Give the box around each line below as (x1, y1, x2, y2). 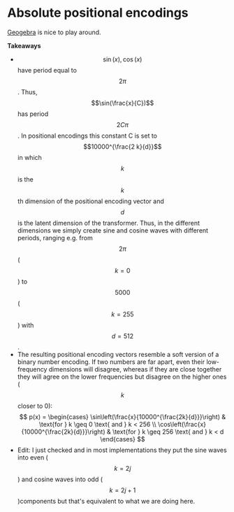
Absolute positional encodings (7, 5, 189, 21)
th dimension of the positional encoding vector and (17, 197, 164, 205)
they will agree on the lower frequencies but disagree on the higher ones (17, 372, 227, 381)
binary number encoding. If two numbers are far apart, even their (17, 358, 205, 366)
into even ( (17, 453, 49, 462)
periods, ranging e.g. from (17, 233, 93, 242)
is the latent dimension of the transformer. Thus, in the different (17, 219, 200, 227)
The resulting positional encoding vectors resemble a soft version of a (17, 350, 219, 358)
